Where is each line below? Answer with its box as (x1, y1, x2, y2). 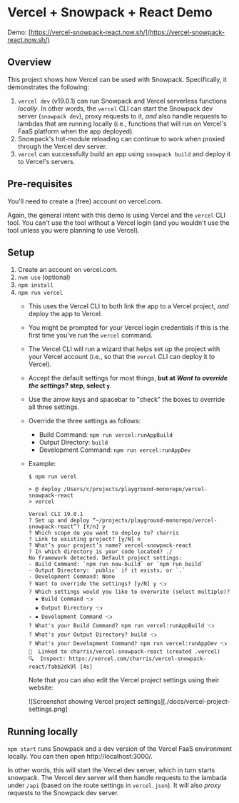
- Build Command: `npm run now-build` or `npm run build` (28, 561, 205, 568)
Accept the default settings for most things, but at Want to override (28, 374, 228, 383)
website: (28, 683, 54, 692)
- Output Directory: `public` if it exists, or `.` (28, 567, 185, 575)
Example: (28, 460, 56, 468)
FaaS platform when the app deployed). (17, 126, 134, 136)
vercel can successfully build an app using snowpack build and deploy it (17, 149, 231, 158)
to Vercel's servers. (17, 157, 76, 166)
